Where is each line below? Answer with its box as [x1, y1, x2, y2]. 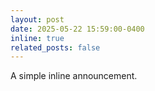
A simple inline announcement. [10, 70, 138, 82]
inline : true [10, 33, 65, 43]
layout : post [10, 14, 65, 25]
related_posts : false [10, 42, 101, 53]
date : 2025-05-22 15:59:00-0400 [10, 24, 145, 34]
